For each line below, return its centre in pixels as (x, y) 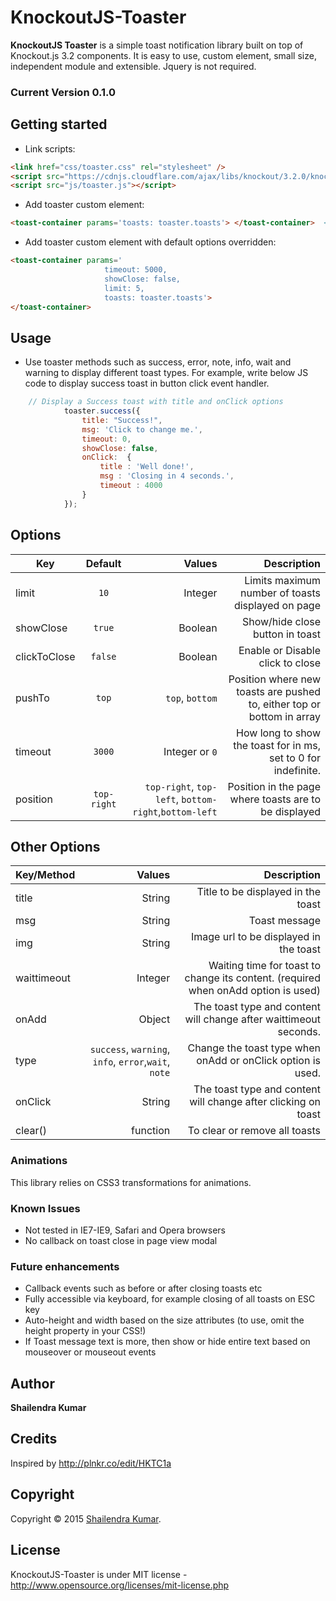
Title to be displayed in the (258, 892)
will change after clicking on (255, 1102)
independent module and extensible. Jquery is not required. (133, 66)
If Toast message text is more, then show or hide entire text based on (167, 1342)
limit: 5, (124, 288)
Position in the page (274, 786)
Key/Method (45, 875)
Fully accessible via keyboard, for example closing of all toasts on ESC (170, 1299)
